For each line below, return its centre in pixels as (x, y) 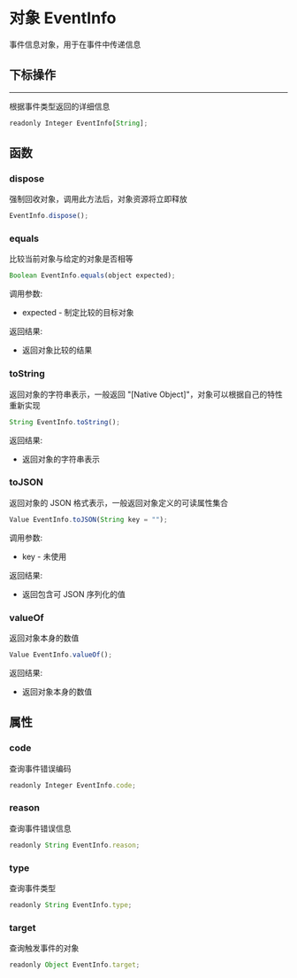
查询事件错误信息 (40, 828)
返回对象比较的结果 (57, 350)
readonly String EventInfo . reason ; (75, 845)
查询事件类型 (32, 888)
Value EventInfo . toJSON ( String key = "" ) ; (88, 519)
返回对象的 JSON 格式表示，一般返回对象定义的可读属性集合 (119, 502)
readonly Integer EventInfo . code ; (73, 785)
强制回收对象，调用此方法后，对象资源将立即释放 (98, 199)
